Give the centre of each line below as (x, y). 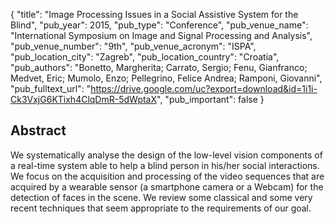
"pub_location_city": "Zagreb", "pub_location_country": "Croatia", (145, 57)
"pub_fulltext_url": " (51, 88)
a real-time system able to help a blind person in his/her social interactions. (165, 165)
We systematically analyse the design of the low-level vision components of (166, 155)
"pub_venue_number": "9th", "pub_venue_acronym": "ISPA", (133, 46)
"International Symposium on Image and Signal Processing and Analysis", (161, 35)
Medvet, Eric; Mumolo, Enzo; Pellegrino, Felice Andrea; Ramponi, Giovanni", (166, 78)
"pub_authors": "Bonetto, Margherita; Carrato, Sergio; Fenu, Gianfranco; (159, 67)
